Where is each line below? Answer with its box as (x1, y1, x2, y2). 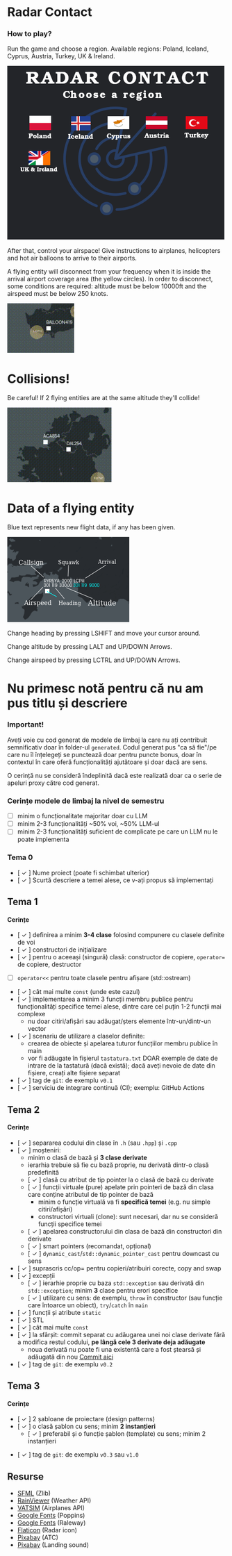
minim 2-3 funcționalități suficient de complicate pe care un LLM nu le (17, 827, 218, 836)
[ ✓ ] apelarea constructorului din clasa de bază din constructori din (27, 1227, 222, 1235)
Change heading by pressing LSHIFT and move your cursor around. (7, 629, 201, 638)
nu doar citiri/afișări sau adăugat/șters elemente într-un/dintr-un (27, 1017, 212, 1025)
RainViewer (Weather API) (17, 1496, 92, 1505)
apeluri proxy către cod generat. (7, 779, 99, 787)
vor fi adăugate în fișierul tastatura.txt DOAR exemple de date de (27, 1054, 218, 1063)
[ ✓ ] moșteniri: (17, 1145, 61, 1154)
